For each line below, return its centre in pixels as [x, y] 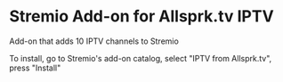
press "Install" [35, 68]
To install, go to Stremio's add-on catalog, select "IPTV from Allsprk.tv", [141, 58]
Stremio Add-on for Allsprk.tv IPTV [141, 16]
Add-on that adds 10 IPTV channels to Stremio [94, 41]
